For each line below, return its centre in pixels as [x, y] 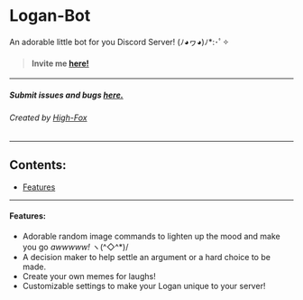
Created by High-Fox [48, 117]
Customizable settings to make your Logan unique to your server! [144, 286]
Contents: [38, 165]
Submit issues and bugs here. [66, 95]
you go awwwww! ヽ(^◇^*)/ [75, 247]
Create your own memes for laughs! [89, 276]
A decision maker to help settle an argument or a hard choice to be [146, 257]
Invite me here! [60, 63]
